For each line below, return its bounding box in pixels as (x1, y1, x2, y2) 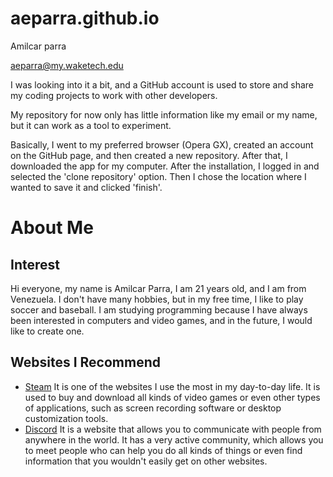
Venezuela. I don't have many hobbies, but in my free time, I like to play (10, 293, 304, 305)
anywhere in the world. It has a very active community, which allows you (24, 433, 324, 446)
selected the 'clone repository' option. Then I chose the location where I (10, 170, 307, 182)
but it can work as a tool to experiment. (10, 119, 172, 131)
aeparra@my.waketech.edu (10, 59, 124, 71)
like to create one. (10, 325, 85, 337)
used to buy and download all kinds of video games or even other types (24, 391, 321, 403)
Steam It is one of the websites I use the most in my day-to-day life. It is (24, 380, 321, 392)
